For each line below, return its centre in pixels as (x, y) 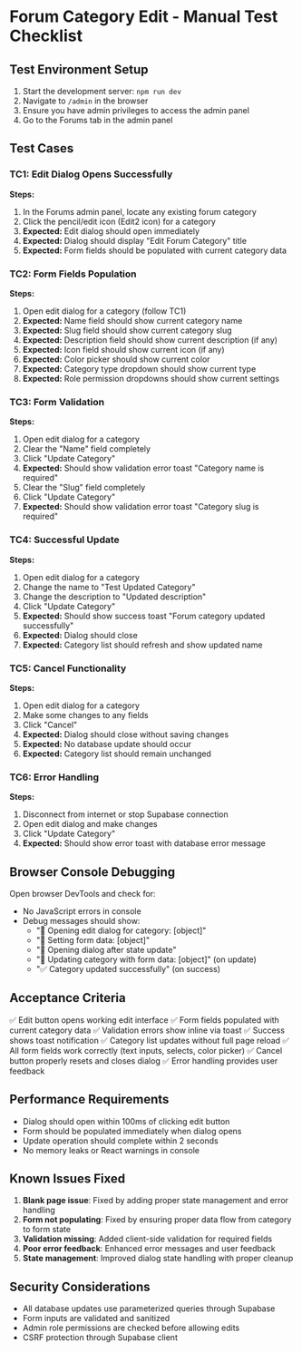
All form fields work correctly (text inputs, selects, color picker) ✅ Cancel (146, 1050)
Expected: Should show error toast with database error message (144, 843)
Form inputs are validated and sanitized (96, 1318)
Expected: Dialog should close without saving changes (126, 734)
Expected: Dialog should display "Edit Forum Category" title (135, 240)
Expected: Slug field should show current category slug (127, 330)
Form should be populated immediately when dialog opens (132, 1131)
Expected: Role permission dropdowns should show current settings (151, 378)
